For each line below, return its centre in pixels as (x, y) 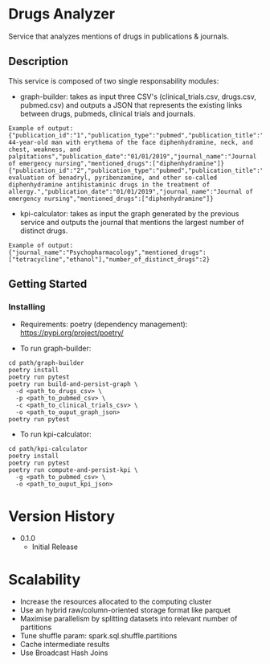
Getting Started (48, 284)
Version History (61, 516)
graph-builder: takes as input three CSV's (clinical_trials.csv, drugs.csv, (138, 96)
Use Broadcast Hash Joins (64, 653)
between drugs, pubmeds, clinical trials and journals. (107, 113)
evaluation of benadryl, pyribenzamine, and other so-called (113, 178)
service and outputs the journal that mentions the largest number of (132, 222)
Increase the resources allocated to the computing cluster (116, 602)
